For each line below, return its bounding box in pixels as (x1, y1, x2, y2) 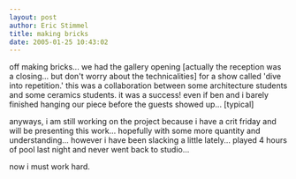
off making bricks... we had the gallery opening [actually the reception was (9, 62, 282, 72)
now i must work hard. (9, 161, 91, 172)
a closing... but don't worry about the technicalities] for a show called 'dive (9, 71, 281, 82)
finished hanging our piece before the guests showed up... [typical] (9, 99, 254, 110)
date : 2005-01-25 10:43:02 (9, 37, 109, 47)
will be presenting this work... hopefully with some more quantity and (9, 125, 261, 137)
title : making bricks (9, 29, 89, 38)
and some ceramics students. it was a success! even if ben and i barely (9, 90, 269, 101)
